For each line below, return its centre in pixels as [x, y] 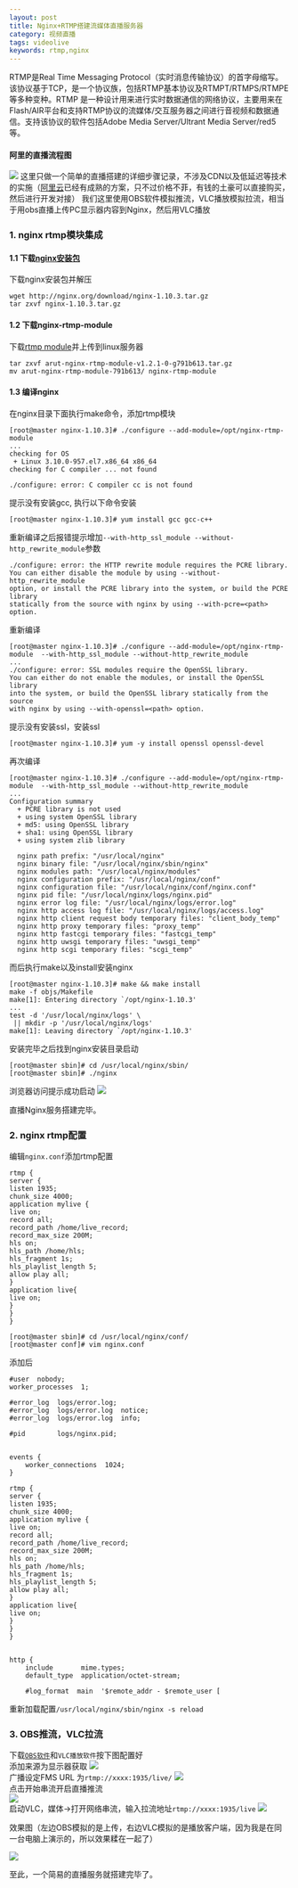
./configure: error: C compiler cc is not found [101, 485]
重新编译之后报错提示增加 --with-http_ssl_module [100, 537]
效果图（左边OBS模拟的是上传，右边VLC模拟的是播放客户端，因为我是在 [142, 1827]
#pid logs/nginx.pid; [63, 1434]
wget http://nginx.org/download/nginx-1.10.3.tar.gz [109, 296]
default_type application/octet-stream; [103, 1676]
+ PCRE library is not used [69, 809]
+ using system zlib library [71, 840]
